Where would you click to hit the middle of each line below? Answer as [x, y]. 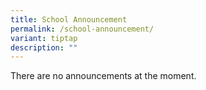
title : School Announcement [69, 19]
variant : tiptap [44, 38]
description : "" [44, 47]
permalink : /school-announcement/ [82, 29]
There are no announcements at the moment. [103, 76]
